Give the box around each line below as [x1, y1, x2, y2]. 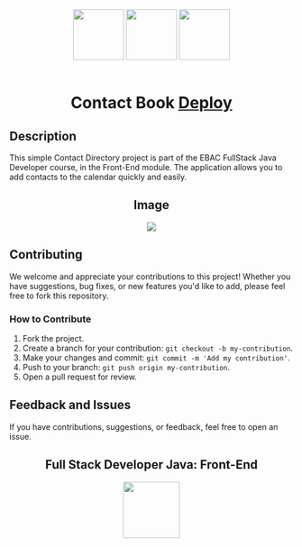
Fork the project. [22, 333, 85, 343]
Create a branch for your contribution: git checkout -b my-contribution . [22, 342, 294, 353]
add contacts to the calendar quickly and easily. [9, 171, 188, 182]
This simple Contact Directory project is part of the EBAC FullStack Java [9, 152, 277, 163]
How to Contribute [9, 313, 92, 325]
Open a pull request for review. [22, 371, 137, 382]
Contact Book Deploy [70, 93, 233, 114]
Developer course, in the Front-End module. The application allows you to [9, 162, 283, 172]
